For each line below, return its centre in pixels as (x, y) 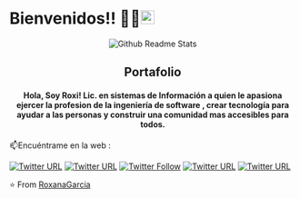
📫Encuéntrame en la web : (60, 145)
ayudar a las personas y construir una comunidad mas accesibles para (153, 114)
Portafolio (153, 72)
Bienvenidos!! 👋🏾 (75, 19)
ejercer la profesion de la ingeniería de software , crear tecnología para (153, 104)
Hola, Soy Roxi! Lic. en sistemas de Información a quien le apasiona (153, 95)
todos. (153, 124)
